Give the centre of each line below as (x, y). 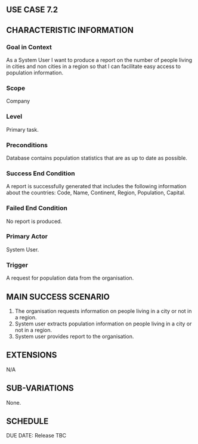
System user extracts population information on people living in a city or (103, 324)
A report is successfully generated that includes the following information (96, 187)
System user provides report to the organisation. (74, 336)
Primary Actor (27, 237)
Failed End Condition (37, 208)
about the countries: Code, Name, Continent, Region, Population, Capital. (96, 192)
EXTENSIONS (32, 355)
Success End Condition (41, 173)
